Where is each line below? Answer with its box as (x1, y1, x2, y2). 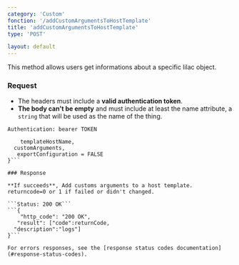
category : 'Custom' (7, 10, 66, 18)
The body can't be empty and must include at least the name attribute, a (17, 104, 233, 113)
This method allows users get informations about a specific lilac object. (7, 63, 217, 71)
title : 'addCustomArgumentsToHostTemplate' (7, 24, 139, 31)
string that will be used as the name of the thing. (17, 112, 163, 121)
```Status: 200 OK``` (7, 201, 72, 208)
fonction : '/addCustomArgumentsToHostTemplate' (7, 17, 152, 24)
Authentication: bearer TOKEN (7, 126, 98, 133)
